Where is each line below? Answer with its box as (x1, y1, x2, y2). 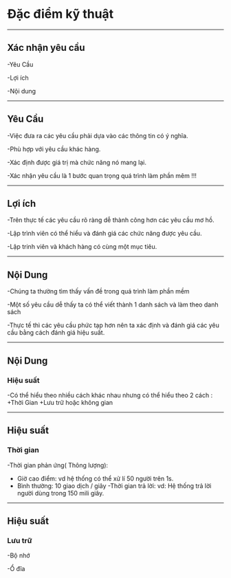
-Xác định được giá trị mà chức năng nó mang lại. (7, 158, 146, 166)
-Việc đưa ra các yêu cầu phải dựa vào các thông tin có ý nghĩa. (7, 131, 188, 140)
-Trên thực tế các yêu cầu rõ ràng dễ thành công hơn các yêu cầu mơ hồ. (7, 216, 214, 224)
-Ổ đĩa (7, 565, 25, 573)
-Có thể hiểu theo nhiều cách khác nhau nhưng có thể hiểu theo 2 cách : (7, 391, 213, 399)
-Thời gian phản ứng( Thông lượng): (7, 460, 109, 469)
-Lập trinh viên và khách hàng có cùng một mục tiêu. (7, 243, 157, 251)
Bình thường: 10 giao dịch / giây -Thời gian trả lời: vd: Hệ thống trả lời (16, 481, 212, 490)
